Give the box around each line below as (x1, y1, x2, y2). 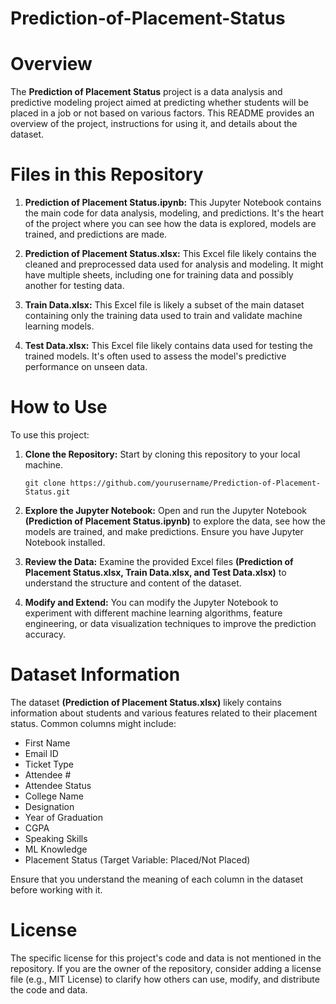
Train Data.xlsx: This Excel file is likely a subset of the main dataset (24, 299, 305, 311)
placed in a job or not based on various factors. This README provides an (10, 107, 315, 119)
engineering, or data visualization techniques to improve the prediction (24, 618, 317, 629)
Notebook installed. (24, 537, 106, 548)
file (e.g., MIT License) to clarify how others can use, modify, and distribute (10, 973, 320, 985)
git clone (24, 478, 67, 488)
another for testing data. (24, 280, 125, 292)
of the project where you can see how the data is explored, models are (24, 218, 317, 230)
